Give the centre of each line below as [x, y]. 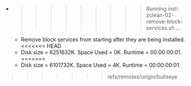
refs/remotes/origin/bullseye [143, 77]
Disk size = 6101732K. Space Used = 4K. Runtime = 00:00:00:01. [101, 65]
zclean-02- [160, 15]
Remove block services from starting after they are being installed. [103, 39]
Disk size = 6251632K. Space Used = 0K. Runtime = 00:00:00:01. [101, 52]
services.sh [160, 28]
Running [156, 9]
